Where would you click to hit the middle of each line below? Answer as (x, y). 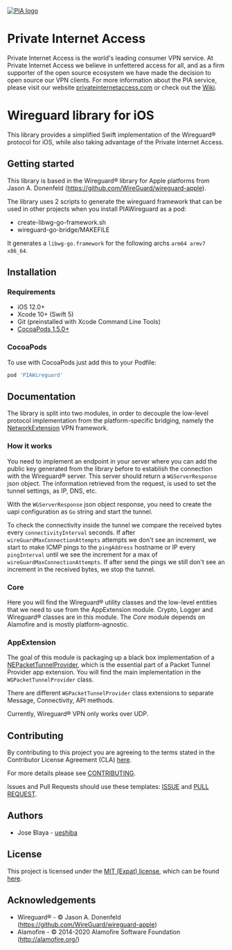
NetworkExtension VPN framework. (58, 428)
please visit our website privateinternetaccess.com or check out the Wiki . (112, 87)
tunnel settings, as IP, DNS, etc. (52, 491)
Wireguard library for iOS (81, 116)
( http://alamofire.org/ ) (48, 939)
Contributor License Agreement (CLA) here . (69, 760)
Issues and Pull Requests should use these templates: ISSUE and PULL (108, 787)
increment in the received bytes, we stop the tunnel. (81, 569)
